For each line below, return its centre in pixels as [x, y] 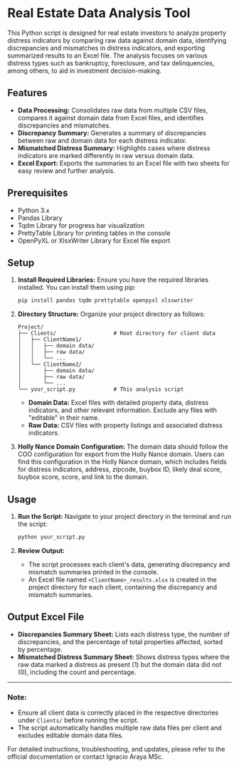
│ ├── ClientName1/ [49, 340]
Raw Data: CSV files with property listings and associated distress [125, 426]
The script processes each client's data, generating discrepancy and [129, 564]
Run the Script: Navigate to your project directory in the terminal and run [124, 517]
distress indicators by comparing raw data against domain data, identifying [117, 40]
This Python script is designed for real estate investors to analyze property [117, 33]
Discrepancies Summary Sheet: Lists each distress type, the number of [123, 634]
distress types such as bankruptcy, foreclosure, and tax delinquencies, [111, 63]
